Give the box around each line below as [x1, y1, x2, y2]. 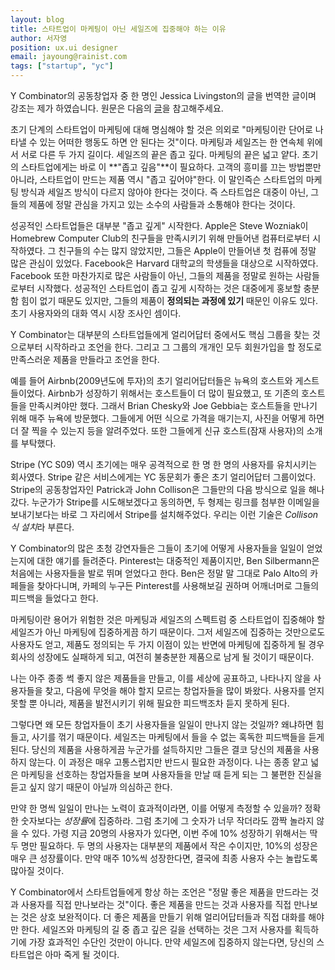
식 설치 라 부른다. [10, 521, 75, 533]
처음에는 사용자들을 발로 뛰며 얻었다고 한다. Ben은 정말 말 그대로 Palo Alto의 [10, 567, 308, 579]
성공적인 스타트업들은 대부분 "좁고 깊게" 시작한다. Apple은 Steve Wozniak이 [10, 220, 309, 231]
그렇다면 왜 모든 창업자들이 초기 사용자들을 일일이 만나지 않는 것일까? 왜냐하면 [10, 719, 314, 730]
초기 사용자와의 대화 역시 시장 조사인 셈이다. [10, 307, 182, 319]
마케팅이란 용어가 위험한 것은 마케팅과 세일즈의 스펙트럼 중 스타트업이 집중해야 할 [10, 614, 326, 625]
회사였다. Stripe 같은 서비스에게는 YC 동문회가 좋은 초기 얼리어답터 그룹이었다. [10, 471, 317, 483]
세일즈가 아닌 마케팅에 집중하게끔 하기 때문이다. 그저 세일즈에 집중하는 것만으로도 [10, 626, 326, 638]
